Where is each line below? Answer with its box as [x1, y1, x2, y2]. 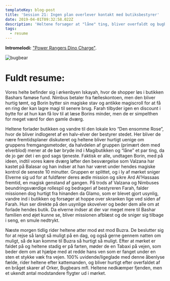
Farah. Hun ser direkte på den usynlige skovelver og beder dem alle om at [5, 201, 159, 207]
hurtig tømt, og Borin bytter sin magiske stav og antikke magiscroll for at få [5, 100, 161, 106]
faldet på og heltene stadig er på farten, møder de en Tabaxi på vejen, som [5, 243, 161, 249]
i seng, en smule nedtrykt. [5, 217, 60, 223]
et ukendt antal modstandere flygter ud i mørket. [5, 270, 106, 276]
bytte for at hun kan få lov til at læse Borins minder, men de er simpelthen [5, 110, 158, 116]
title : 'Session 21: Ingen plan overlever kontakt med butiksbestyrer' [5, 12, 159, 17]
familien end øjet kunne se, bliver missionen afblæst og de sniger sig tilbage [5, 212, 164, 218]
